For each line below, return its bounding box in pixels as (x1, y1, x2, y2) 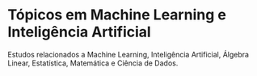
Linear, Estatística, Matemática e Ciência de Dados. (7, 58, 179, 68)
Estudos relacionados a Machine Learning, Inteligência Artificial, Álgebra (7, 49, 250, 59)
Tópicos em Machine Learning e (7, 6, 227, 24)
